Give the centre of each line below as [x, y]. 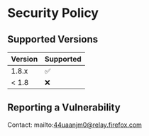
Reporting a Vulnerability [64, 108]
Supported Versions [53, 39]
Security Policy [53, 13]
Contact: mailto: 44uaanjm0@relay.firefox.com [74, 125]
